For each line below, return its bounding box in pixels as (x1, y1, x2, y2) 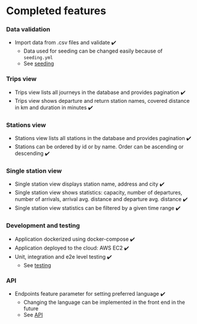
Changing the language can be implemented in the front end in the (23, 299, 185, 306)
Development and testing (6, 222, 80, 230)
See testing (23, 261, 51, 268)
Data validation (6, 25, 51, 34)
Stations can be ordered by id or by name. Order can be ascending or (14, 143, 184, 150)
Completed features (6, 4, 106, 18)
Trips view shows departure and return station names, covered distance (14, 97, 190, 104)
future (23, 304, 39, 312)
